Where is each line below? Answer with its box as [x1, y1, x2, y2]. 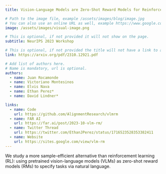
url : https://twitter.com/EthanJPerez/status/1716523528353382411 [14, 130, 154, 135]
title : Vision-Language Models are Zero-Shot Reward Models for [5, 7, 140, 12]
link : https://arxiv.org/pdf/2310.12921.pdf [5, 52, 98, 57]
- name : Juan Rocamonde [9, 75, 58, 80]
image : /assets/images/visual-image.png [5, 25, 90, 30]
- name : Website [9, 134, 43, 139]
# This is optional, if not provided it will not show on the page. [5, 34, 149, 40]
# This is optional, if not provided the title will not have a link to [5, 48, 158, 53]
